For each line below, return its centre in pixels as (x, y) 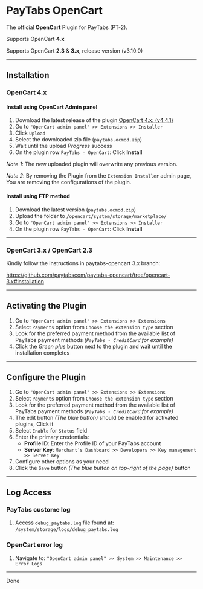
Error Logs (29, 564)
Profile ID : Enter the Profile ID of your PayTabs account (92, 443)
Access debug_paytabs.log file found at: (64, 523)
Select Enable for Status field (51, 430)
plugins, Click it (34, 424)
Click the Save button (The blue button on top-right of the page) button (103, 468)
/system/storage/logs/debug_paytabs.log (66, 530)
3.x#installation (25, 281)
